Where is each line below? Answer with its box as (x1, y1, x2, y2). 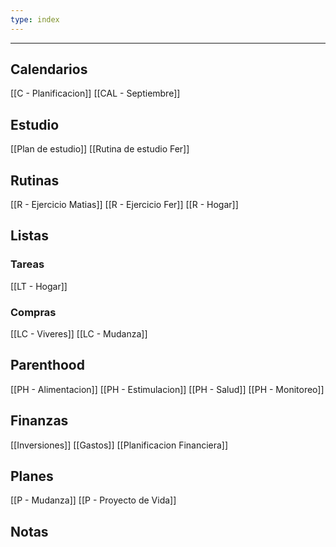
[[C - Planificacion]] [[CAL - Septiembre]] (10, 87, 181, 100)
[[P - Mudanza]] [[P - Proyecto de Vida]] (10, 494, 177, 506)
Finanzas (10, 412, 69, 430)
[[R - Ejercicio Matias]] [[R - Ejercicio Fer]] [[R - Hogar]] (10, 199, 239, 211)
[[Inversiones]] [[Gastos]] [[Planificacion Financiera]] (10, 439, 229, 451)
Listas (10, 227, 50, 245)
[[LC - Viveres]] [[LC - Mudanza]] (10, 328, 148, 340)
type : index (10, 14, 60, 25)
